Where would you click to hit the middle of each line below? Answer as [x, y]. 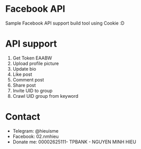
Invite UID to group [32, 91]
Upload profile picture [36, 63]
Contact [23, 117]
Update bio [25, 69]
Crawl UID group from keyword [45, 96]
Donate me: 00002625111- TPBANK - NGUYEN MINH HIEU [74, 142]
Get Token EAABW [32, 58]
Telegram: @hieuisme [36, 131]
